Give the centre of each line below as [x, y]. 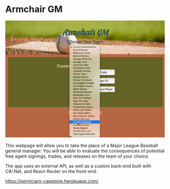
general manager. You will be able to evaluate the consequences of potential [85, 151]
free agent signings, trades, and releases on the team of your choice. [77, 156]
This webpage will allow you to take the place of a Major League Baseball [82, 145]
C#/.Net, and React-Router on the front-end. [51, 171]
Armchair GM [34, 9]
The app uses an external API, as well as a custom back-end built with [78, 166]
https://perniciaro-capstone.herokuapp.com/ [52, 181]
